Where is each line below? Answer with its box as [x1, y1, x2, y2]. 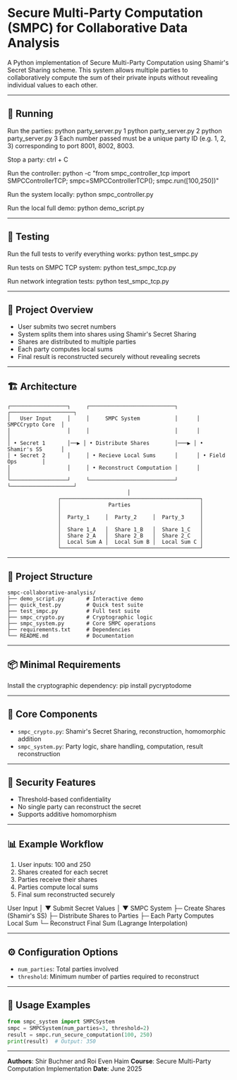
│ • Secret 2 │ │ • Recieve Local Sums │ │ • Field [7, 452, 226, 459]
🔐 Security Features [7, 777, 97, 789]
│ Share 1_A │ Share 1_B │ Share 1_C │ [57, 526, 203, 533]
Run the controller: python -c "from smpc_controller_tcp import [7, 169, 190, 177]
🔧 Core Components [7, 708, 98, 720]
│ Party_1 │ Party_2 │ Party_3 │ [57, 514, 203, 521]
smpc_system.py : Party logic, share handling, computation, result [17, 742, 203, 751]
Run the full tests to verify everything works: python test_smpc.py [7, 249, 199, 258]
